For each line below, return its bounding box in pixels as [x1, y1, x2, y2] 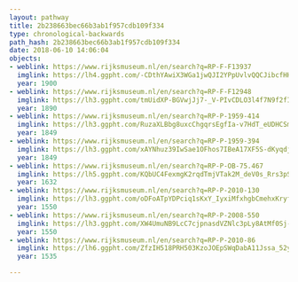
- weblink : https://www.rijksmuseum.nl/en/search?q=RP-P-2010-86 [9, 236, 255, 245]
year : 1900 [17, 79, 58, 88]
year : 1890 [17, 104, 58, 113]
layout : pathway [9, 12, 69, 22]
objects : [9, 54, 42, 63]
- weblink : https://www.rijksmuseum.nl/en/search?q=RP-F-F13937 [9, 63, 252, 72]
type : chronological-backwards [9, 29, 125, 38]
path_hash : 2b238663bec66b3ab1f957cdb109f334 [9, 37, 180, 47]
